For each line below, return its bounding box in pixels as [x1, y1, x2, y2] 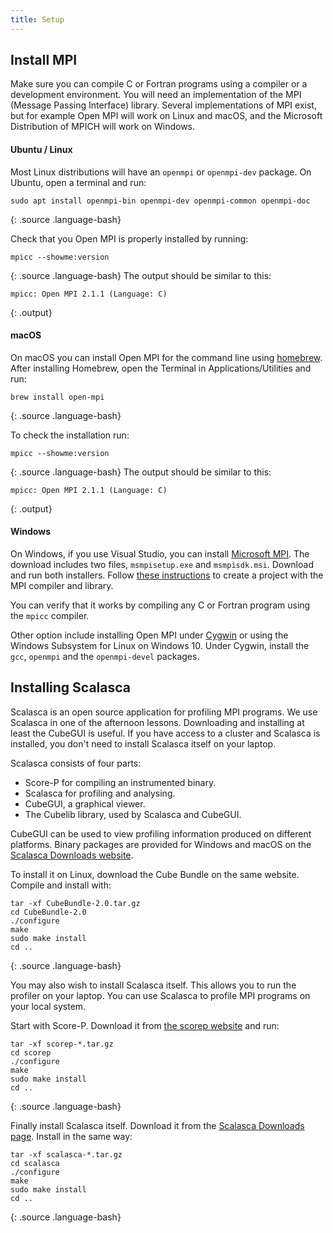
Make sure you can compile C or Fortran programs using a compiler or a [10, 78, 308, 90]
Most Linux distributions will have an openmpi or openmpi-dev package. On [10, 166, 312, 178]
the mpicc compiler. [10, 610, 90, 622]
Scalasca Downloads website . [10, 849, 134, 861]
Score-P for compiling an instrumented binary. [24, 776, 217, 788]
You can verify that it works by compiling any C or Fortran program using [10, 599, 311, 611]
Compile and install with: [10, 879, 112, 891]
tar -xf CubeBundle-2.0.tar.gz [10, 898, 141, 908]
